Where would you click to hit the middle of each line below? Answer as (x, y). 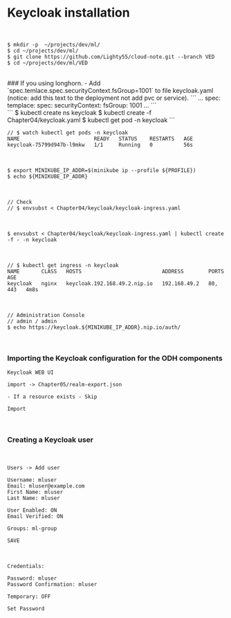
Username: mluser (32, 480)
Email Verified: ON (35, 516)
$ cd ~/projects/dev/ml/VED (48, 63)
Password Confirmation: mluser (52, 584)
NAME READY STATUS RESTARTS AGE (100, 139)
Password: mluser (32, 578)
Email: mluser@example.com (46, 486)
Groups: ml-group (32, 529)
